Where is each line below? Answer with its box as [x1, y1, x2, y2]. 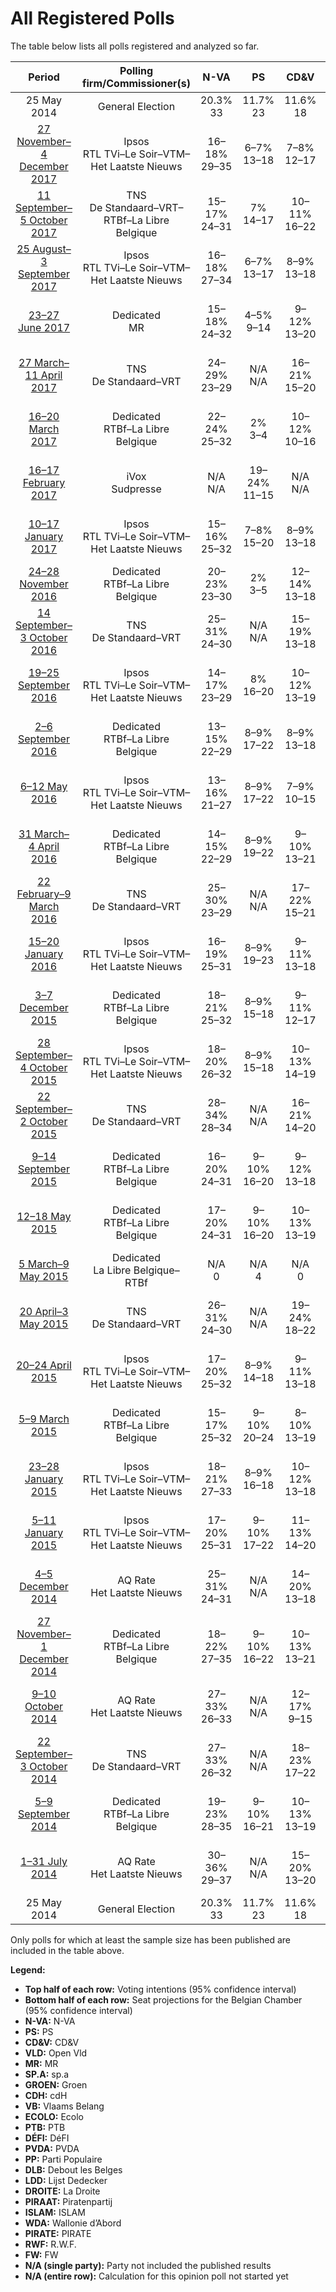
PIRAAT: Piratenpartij [24, 2195, 113, 2207]
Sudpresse [111, 482, 162, 496]
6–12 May [19, 779, 68, 793]
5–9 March [18, 1412, 70, 1426]
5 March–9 [18, 1257, 70, 1271]
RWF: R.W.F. [24, 2238, 77, 2250]
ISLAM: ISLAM [24, 2206, 86, 2218]
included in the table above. [10, 1944, 125, 1956]
